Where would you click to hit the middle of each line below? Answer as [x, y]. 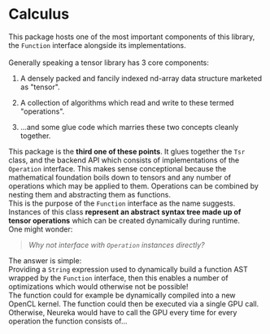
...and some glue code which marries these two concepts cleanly [129, 127]
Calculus [39, 14]
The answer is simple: [45, 260]
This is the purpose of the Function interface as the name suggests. [122, 203]
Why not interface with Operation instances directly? [116, 245]
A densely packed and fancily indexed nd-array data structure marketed [141, 78]
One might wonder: [41, 229]
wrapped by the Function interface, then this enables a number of [119, 278]
